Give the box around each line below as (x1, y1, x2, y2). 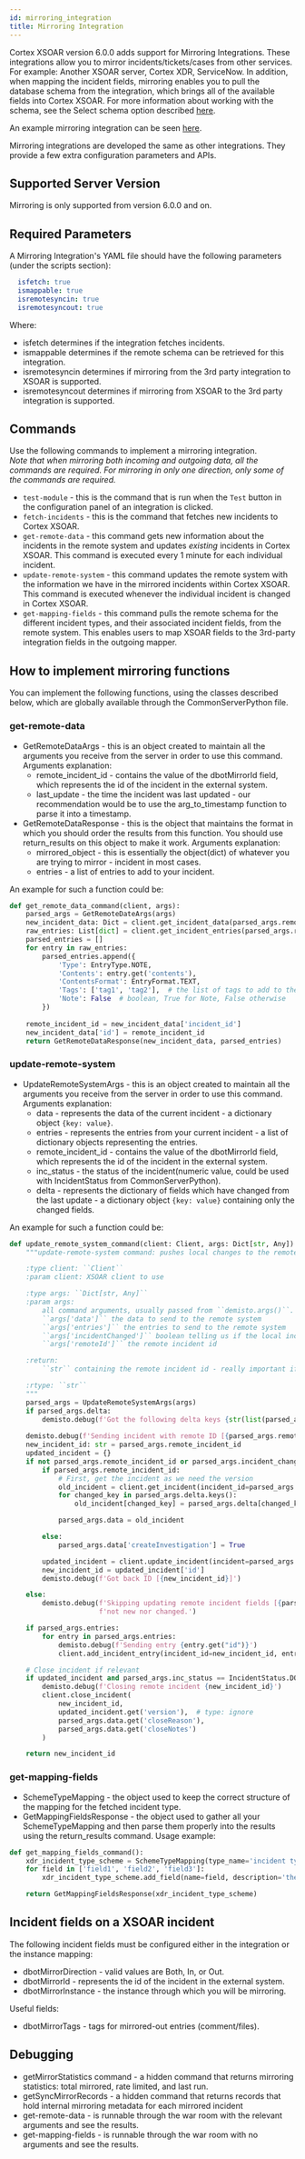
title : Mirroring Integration (9, 22, 124, 31)
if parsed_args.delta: (25, 1406, 112, 1415)
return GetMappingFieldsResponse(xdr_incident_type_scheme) (25, 1890, 258, 1899)
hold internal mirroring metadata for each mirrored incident (22, 2100, 243, 2111)
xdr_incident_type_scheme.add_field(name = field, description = (42, 1874, 282, 1883)
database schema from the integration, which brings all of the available (9, 85, 275, 96)
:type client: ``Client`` (25, 1264, 124, 1274)
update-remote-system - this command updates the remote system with (22, 569, 289, 580)
